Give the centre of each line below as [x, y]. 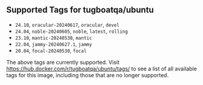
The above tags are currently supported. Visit [63, 62]
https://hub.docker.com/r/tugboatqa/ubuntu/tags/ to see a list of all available [101, 69]
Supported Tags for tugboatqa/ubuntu [80, 10]
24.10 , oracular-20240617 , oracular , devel [67, 24]
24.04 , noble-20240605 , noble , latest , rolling [72, 31]
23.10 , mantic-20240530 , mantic [53, 37]
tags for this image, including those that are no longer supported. [88, 75]
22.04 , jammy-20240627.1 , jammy [53, 44]
